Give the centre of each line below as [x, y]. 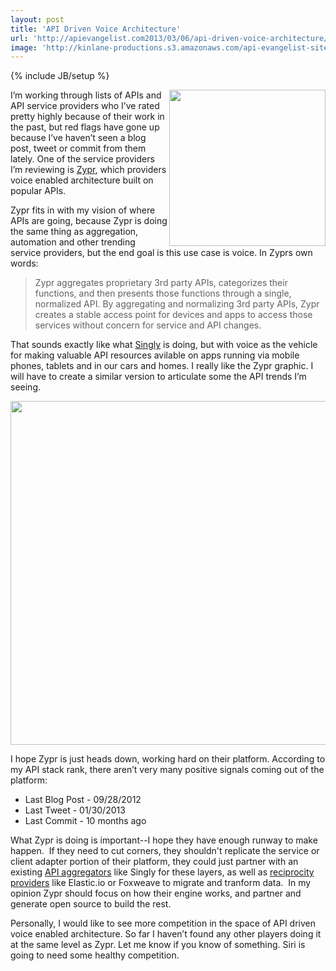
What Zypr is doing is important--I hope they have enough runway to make [164, 840]
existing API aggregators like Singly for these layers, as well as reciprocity [162, 872]
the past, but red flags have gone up [85, 127]
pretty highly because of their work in [87, 117]
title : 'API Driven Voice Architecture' [96, 29]
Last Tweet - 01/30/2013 [75, 810]
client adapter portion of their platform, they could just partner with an [154, 862]
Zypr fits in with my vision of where [83, 210]
